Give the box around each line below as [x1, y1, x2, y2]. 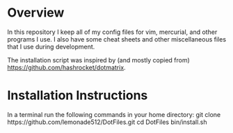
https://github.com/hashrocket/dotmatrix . [7, 63, 127, 71]
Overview [7, 5, 65, 21]
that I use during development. [7, 42, 95, 51]
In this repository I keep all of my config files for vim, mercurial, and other [7, 28, 218, 36]
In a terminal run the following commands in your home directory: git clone [7, 110, 221, 118]
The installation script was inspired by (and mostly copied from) [7, 55, 190, 64]
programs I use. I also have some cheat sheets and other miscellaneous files [7, 35, 227, 43]
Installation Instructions [7, 88, 148, 103]
